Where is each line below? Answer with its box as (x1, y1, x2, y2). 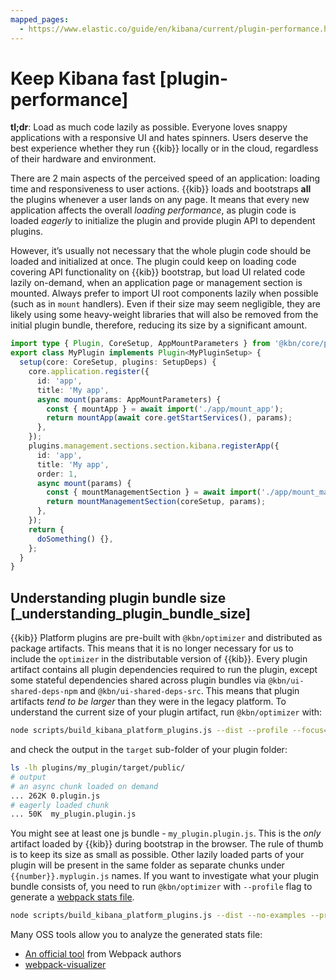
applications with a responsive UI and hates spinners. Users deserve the (10, 132, 309, 144)
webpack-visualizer (24, 959, 107, 971)
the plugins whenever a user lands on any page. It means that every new (10, 194, 310, 206)
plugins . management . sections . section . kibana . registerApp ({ (28, 441, 280, 451)
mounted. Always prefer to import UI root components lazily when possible (10, 287, 319, 300)
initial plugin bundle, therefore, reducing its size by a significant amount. (10, 319, 308, 331)
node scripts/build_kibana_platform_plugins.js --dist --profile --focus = (10, 726, 329, 736)
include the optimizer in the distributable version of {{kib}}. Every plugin (10, 653, 308, 665)
